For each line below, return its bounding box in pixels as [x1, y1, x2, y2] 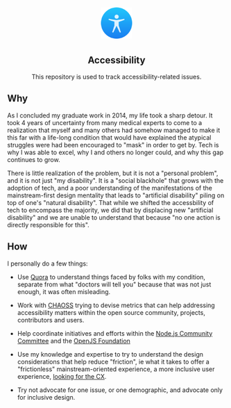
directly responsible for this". [7, 220, 90, 229]
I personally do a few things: [7, 259, 88, 268]
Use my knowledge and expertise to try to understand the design [17, 350, 203, 358]
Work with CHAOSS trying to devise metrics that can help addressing [17, 301, 215, 309]
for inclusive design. [17, 393, 76, 401]
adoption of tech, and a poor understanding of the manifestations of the [7, 183, 213, 192]
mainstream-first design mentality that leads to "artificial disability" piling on [7, 191, 225, 199]
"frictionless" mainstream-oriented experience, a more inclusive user [17, 365, 215, 373]
